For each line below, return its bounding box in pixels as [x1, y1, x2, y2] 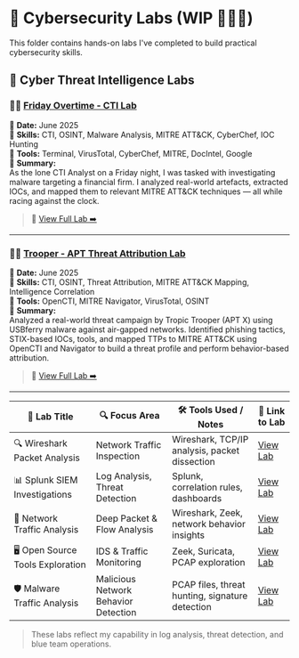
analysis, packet [172, 444, 240, 457]
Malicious [95, 573, 136, 585]
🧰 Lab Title [27, 410, 74, 423]
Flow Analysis [95, 523, 154, 535]
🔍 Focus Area [99, 409, 160, 421]
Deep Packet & [95, 512, 158, 524]
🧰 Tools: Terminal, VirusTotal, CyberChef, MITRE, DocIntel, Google [9, 148, 253, 158]
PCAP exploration [172, 556, 246, 569]
